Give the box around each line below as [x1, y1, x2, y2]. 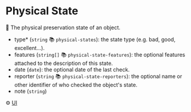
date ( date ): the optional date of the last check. [14, 66, 130, 73]
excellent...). [14, 44, 45, 51]
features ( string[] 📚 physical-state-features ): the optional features [14, 51, 186, 58]
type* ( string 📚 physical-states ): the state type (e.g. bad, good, [14, 36, 175, 43]
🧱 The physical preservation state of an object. [5, 24, 121, 31]
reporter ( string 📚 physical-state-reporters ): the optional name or [14, 73, 183, 80]
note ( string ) [14, 88, 47, 95]
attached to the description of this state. [14, 60, 113, 67]
